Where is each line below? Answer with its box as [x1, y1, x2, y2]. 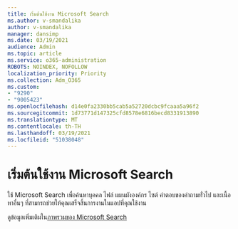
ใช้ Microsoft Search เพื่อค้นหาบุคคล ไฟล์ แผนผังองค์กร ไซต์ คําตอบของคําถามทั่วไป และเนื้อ [7, 191, 232, 199]
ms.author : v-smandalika [7, 17, 81, 24]
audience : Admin [7, 43, 56, 50]
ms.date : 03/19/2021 [7, 37, 69, 44]
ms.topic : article [7, 50, 62, 58]
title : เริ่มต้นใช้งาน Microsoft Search [7, 10, 109, 18]
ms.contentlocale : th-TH [7, 122, 81, 130]
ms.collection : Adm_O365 [7, 76, 81, 84]
